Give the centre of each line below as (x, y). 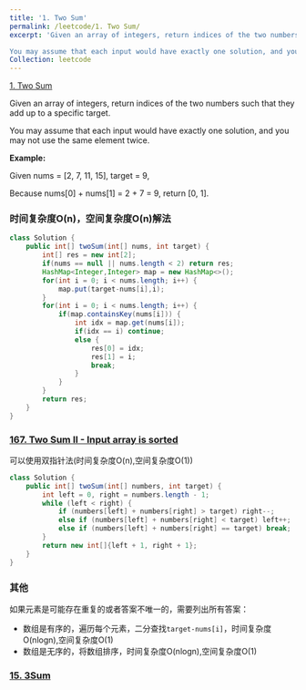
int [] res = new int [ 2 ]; (89, 255)
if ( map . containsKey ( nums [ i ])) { (119, 314)
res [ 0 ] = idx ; (117, 348)
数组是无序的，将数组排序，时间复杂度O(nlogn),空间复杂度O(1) (140, 651)
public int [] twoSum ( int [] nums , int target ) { (117, 247)
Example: (28, 158)
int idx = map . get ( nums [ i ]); (129, 323)
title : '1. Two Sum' (49, 18)
